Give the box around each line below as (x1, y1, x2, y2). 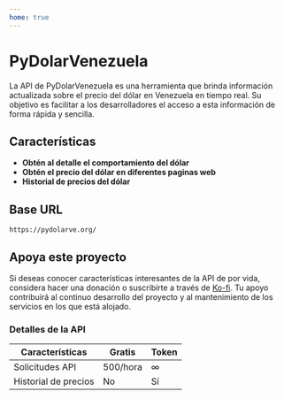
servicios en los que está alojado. (9, 302, 131, 311)
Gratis (109, 346, 136, 358)
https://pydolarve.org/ (9, 226, 97, 234)
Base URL (9, 202, 64, 217)
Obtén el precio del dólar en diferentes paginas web (21, 167, 217, 178)
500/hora (103, 361, 143, 373)
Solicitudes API (13, 361, 77, 373)
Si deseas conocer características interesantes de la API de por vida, (9, 273, 261, 283)
